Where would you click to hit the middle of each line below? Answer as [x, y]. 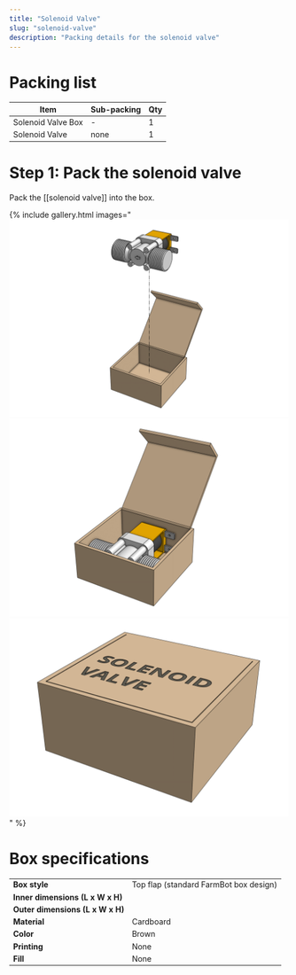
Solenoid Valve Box [48, 122]
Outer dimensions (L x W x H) [69, 909]
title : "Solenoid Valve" [55, 19]
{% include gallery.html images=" [70, 214]
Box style [31, 885]
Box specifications [79, 858]
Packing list [53, 82]
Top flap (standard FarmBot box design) [204, 885]
